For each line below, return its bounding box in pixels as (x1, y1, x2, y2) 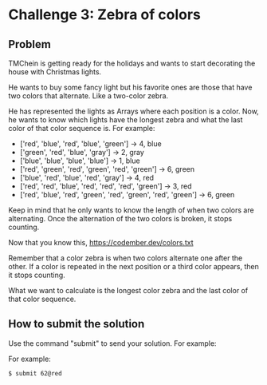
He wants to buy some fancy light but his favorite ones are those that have (8, 82, 253, 92)
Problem (8, 38, 52, 51)
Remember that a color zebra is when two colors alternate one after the (8, 253, 243, 263)
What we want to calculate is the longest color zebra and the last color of (8, 286, 249, 295)
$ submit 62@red (8, 369, 62, 377)
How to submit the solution (8, 317, 145, 331)
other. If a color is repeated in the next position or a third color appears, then (8, 262, 259, 271)
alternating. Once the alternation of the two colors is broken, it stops (8, 214, 233, 223)
